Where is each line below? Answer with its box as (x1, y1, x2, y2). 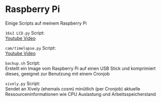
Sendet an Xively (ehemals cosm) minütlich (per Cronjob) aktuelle (5, 85, 140, 91)
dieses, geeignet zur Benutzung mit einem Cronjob (5, 70, 110, 76)
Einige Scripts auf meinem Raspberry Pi (5, 20, 87, 26)
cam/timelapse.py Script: (5, 45, 56, 51)
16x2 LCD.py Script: (5, 30, 45, 36)
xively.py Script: (5, 80, 40, 86)
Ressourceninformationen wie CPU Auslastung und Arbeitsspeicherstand (5, 91, 156, 97)
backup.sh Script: (5, 60, 40, 66)
